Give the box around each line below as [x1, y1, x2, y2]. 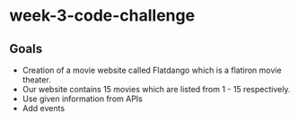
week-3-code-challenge [9, 5, 196, 26]
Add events [22, 103, 66, 113]
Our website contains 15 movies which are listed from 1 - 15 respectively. [22, 84, 291, 94]
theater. [22, 74, 51, 85]
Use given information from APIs [22, 93, 144, 104]
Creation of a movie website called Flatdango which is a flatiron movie [22, 65, 282, 75]
